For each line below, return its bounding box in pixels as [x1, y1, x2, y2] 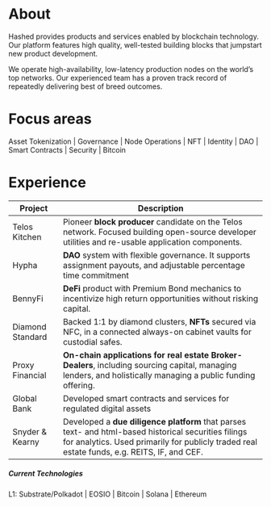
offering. [63, 379, 95, 391]
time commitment [63, 270, 129, 281]
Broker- [211, 349, 243, 360]
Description [137, 203, 184, 214]
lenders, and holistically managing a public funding [63, 369, 256, 380]
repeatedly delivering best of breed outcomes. [8, 82, 163, 91]
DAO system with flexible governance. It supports [63, 249, 251, 261]
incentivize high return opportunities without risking [63, 292, 259, 304]
